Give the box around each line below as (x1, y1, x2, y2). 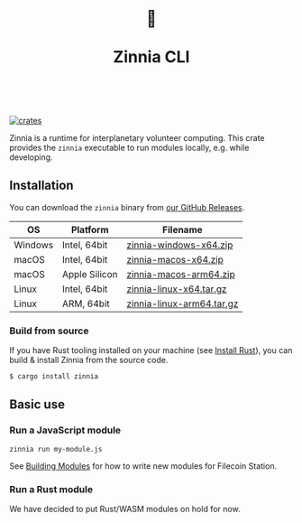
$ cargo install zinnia (9, 372, 99, 381)
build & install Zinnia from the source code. (9, 355, 169, 366)
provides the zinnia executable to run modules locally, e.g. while (9, 142, 250, 153)
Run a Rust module (9, 482, 93, 495)
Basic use (9, 397, 66, 413)
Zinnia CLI (113, 47, 190, 68)
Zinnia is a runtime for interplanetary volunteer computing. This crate (9, 132, 265, 143)
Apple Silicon (61, 267, 118, 280)
